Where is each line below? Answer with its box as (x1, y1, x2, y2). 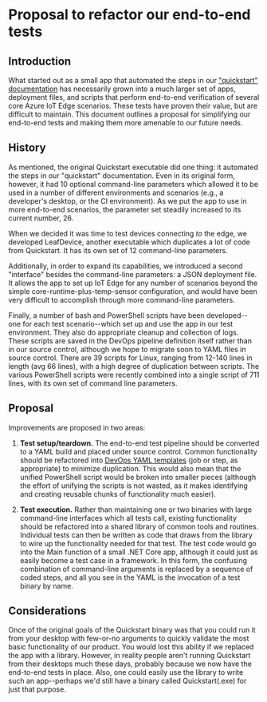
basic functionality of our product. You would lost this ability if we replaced (8, 642, 254, 652)
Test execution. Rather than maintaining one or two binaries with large (19, 505, 253, 514)
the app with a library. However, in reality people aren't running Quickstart (8, 651, 251, 660)
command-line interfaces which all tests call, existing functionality (19, 513, 238, 522)
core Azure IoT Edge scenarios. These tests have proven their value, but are (8, 101, 257, 110)
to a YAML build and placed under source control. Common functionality (19, 446, 257, 456)
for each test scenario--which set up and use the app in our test (22, 319, 234, 328)
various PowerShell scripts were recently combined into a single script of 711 (8, 370, 260, 379)
